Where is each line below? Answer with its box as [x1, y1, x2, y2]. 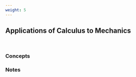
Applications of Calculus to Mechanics [5, 27, 131, 35]
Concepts [5, 53, 31, 60]
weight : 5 [5, 7, 27, 13]
